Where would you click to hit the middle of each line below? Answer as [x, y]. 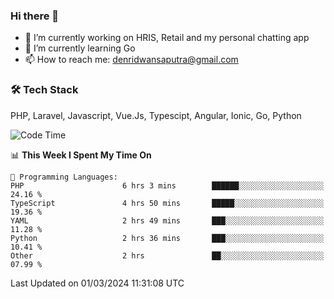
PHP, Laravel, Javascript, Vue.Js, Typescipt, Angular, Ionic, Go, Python [156, 115]
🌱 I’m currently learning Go [80, 48]
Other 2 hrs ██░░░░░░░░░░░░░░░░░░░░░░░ [167, 255]
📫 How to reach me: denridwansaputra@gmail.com [131, 60]
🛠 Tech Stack [44, 90]
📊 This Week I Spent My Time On [81, 155]
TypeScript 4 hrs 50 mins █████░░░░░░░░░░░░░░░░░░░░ [167, 203]
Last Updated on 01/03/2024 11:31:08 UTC [97, 283]
